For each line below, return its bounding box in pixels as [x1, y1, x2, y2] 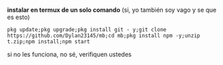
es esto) [7, 13, 30, 21]
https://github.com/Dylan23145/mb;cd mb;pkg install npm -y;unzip [7, 32, 200, 39]
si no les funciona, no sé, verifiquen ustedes [7, 51, 132, 58]
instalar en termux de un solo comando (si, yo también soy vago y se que [7, 6, 217, 14]
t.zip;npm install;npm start [7, 38, 90, 45]
